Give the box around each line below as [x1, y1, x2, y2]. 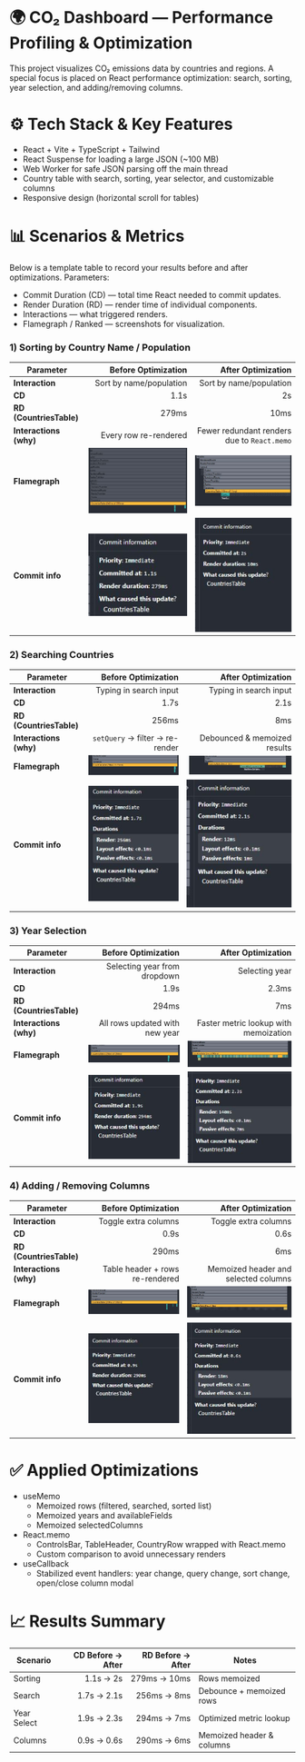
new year [144, 1028, 180, 1039]
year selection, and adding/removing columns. [9, 82, 183, 93]
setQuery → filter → [92, 732, 164, 743]
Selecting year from [105, 961, 180, 971]
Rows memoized [198, 1673, 261, 1684]
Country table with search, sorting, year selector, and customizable [22, 173, 274, 184]
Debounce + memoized [198, 1685, 286, 1696]
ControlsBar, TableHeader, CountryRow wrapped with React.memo [35, 1538, 286, 1549]
